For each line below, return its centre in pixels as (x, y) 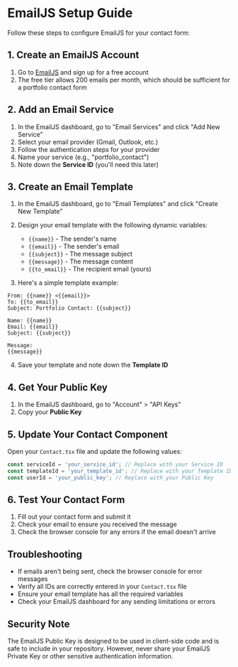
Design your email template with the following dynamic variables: (112, 225)
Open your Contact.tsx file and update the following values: (95, 451)
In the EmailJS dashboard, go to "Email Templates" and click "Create (118, 204)
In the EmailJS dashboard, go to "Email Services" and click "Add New (119, 126)
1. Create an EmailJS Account (73, 55)
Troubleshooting (45, 554)
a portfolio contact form (52, 87)
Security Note (39, 624)
